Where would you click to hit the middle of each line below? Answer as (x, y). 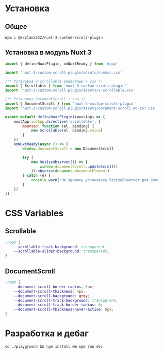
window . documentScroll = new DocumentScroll (68, 149)
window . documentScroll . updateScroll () (79, 167)
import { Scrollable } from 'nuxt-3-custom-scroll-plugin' (66, 86)
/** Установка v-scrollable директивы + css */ (54, 81)
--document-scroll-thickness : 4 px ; (50, 291)
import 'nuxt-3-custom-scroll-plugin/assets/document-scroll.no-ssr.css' (81, 108)
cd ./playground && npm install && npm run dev (54, 346)
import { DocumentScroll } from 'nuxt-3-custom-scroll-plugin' (70, 104)
